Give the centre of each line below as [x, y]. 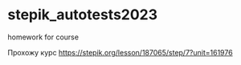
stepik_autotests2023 [83, 15]
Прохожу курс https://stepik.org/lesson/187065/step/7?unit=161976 [120, 52]
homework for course [43, 37]
